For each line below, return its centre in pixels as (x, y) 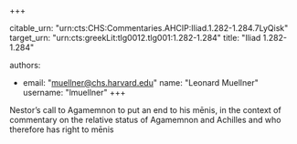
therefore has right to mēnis (62, 129)
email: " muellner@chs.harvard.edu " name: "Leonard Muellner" (140, 82)
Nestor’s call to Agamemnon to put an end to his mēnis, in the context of (145, 110)
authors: (25, 65)
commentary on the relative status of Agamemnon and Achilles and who (145, 120)
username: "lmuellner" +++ (74, 93)
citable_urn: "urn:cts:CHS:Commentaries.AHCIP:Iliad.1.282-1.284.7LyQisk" (149, 28)
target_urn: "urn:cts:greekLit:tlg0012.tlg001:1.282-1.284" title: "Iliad (135, 38)
